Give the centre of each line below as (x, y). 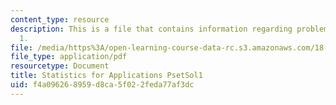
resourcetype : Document (60, 66)
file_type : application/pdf (69, 57)
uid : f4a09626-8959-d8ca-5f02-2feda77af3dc (102, 85)
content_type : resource (60, 19)
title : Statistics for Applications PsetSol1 (106, 76)
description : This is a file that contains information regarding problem (169, 29)
